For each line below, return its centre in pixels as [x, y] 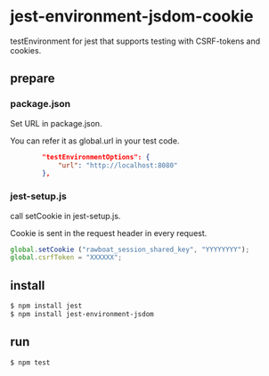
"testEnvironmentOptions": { [96, 157]
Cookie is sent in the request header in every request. [109, 233]
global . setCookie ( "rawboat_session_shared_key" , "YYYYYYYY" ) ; [130, 249]
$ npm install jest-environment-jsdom [82, 314]
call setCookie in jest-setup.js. [65, 216]
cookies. [26, 50]
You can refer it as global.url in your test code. [95, 141]
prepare [33, 79]
